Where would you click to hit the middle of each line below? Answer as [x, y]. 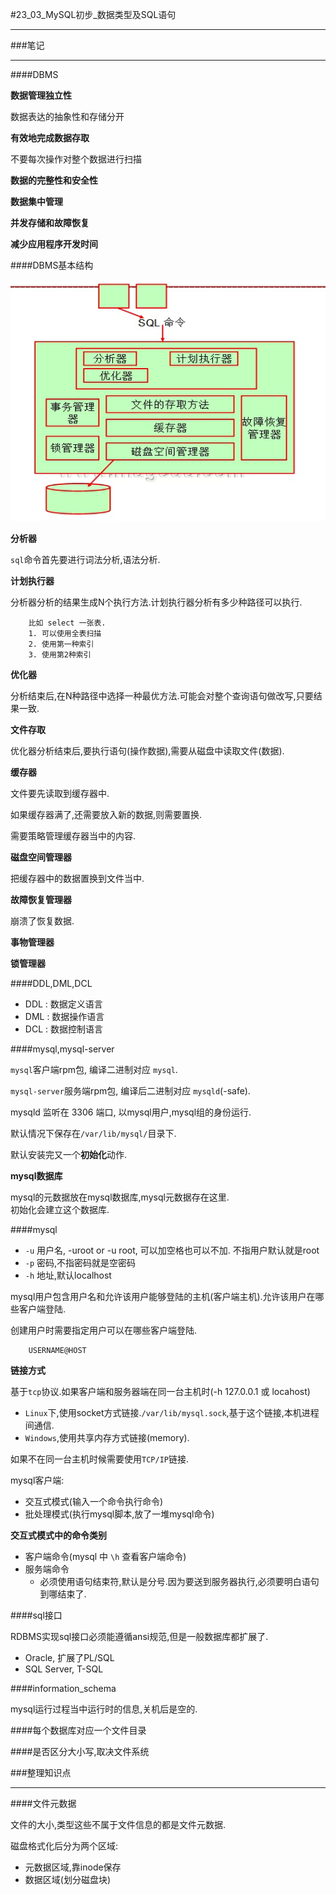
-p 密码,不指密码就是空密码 [80, 1262]
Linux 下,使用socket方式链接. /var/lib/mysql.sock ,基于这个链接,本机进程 [172, 1412]
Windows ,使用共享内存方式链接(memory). [107, 1437]
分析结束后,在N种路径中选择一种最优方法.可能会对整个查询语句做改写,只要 [162, 695]
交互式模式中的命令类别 [58, 1535]
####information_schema [63, 1688]
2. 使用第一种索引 [61, 644]
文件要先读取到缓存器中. [60, 793]
